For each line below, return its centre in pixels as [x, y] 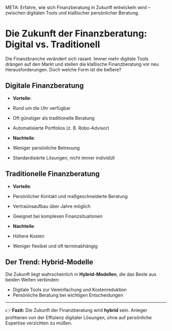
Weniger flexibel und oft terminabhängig [55, 246]
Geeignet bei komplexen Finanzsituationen [58, 216]
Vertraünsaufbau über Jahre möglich [51, 206]
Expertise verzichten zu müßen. [39, 323]
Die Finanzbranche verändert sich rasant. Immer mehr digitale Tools [77, 59]
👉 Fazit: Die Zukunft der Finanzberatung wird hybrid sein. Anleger [76, 310]
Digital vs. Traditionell [53, 44]
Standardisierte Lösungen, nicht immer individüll [64, 158]
